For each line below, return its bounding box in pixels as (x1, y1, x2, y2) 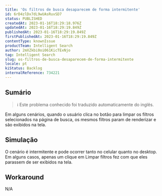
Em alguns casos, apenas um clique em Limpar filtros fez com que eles (5, 154, 148, 160)
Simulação (5, 136, 38, 144)
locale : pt (5, 61, 27, 66)
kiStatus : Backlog (5, 66, 42, 71)
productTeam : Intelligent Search (5, 43, 73, 48)
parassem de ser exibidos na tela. (5, 159, 73, 165)
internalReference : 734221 (5, 71, 60, 75)
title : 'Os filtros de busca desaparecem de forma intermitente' (5, 7, 140, 12)
